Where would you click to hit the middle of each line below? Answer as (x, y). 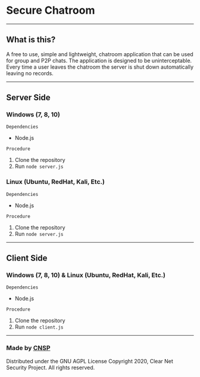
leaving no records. (30, 73)
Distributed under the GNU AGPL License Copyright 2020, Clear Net (90, 361)
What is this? (31, 40)
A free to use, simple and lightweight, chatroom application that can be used (100, 54)
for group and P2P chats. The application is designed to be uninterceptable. (99, 60)
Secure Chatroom (51, 10)
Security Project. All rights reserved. (51, 367)
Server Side (28, 98)
